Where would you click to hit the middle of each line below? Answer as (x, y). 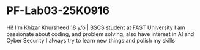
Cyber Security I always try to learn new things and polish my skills (91, 40)
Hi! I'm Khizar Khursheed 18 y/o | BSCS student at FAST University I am (96, 27)
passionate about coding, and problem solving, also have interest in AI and (100, 34)
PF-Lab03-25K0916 (58, 11)
